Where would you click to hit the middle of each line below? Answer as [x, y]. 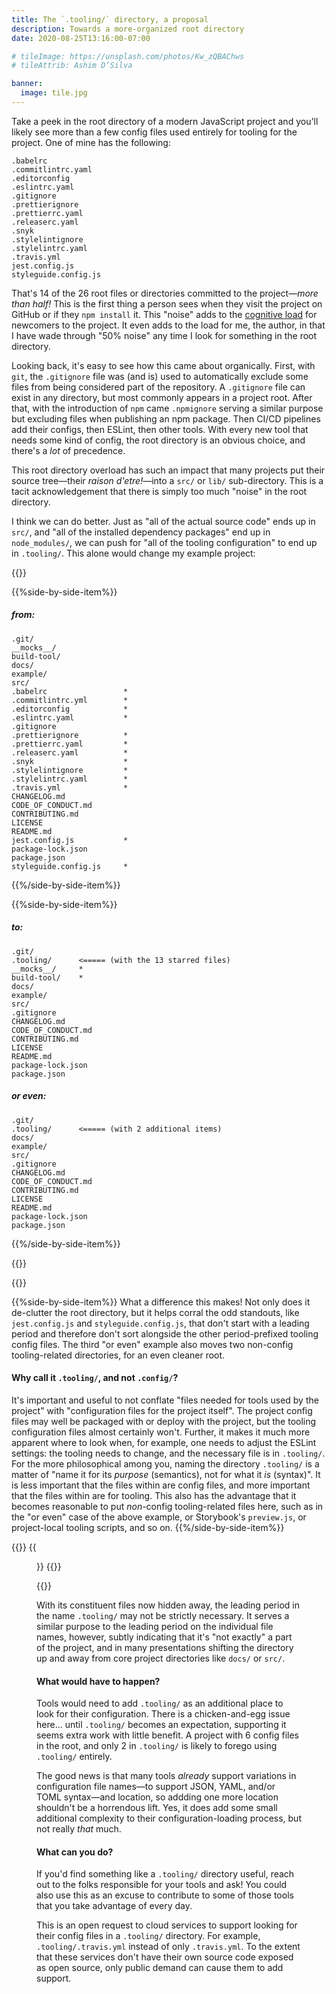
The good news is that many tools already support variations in [166, 1776]
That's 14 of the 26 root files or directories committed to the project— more [165, 293]
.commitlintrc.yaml [52, 169]
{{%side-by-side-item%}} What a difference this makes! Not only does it [161, 1302]
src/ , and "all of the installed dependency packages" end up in [141, 532]
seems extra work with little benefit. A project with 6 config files [167, 1735]
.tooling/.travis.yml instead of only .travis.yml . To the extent [168, 1947]
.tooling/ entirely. [74, 1757]
